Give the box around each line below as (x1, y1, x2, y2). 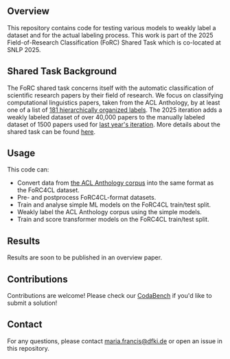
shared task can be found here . (7, 127, 96, 136)
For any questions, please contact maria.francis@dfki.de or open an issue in (7, 336, 223, 345)
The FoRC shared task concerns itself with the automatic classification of (7, 84, 214, 92)
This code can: (7, 165, 49, 174)
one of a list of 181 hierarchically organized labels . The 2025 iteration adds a (7, 106, 222, 114)
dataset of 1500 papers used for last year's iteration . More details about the (7, 120, 221, 128)
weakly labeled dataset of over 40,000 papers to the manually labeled (7, 113, 205, 121)
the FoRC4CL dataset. (16, 186, 80, 194)
